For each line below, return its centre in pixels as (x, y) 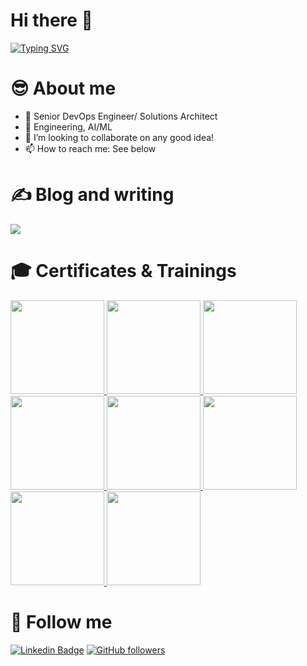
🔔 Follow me (61, 621)
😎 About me (63, 88)
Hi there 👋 (51, 20)
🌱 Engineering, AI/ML (68, 126)
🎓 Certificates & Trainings (123, 271)
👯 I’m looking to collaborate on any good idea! (119, 137)
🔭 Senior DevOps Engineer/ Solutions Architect (121, 116)
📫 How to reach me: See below (90, 148)
